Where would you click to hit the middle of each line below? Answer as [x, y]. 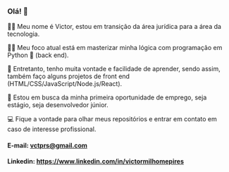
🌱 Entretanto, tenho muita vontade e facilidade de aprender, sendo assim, [114, 69]
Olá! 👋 [18, 11]
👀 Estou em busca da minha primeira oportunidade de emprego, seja [107, 97]
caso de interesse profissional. [52, 129]
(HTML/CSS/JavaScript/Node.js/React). [65, 84]
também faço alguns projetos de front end [69, 76]
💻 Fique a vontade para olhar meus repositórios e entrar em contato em [112, 119]
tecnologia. [24, 34]
